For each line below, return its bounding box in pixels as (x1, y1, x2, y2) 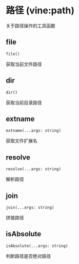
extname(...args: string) (6, 128, 61, 133)
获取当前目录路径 (6, 99, 42, 106)
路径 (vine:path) (6, 5, 75, 16)
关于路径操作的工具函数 (6, 23, 55, 29)
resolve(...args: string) (6, 167, 61, 172)
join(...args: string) (6, 205, 54, 210)
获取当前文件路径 (6, 61, 42, 67)
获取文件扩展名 (6, 138, 37, 144)
